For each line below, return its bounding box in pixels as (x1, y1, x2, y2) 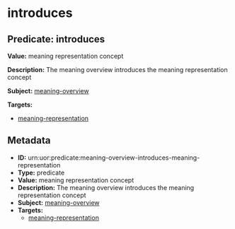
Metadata (7, 134, 51, 146)
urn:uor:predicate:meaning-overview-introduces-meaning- (28, 153, 200, 162)
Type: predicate (17, 168, 65, 177)
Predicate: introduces (7, 33, 105, 45)
